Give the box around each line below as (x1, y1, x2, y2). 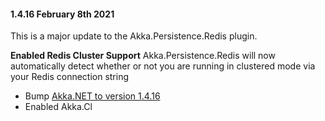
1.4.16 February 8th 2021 (10, 8, 115, 20)
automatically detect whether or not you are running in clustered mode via (10, 60, 316, 72)
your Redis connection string (10, 71, 130, 83)
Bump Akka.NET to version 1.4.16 (24, 90, 161, 102)
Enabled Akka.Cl (24, 101, 93, 113)
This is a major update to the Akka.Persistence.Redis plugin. (10, 30, 258, 42)
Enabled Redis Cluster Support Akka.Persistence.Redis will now (10, 50, 276, 62)
